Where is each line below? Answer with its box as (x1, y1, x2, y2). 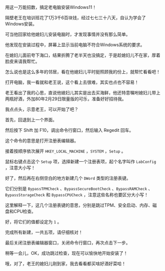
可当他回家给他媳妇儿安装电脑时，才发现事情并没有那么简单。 (5, 31, 131, 37)
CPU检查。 (13, 209, 36, 214)
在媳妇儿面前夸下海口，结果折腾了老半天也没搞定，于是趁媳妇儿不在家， (5, 52, 152, 58)
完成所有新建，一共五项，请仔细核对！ (5, 229, 83, 235)
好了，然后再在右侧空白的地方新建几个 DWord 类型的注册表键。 (5, 175, 131, 181)
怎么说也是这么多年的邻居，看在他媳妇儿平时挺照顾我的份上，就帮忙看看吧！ (5, 69, 161, 75)
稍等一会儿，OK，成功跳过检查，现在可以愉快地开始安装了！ (5, 250, 128, 256)
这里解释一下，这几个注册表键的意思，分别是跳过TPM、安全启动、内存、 (5, 202, 153, 208)
